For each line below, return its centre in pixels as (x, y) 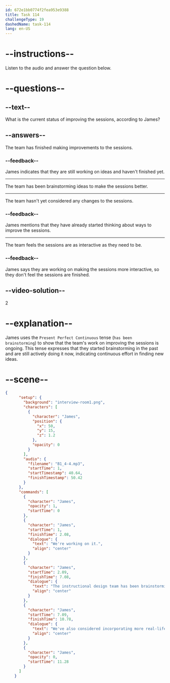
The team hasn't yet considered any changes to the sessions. (69, 201)
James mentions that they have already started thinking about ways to (78, 225)
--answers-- (25, 135)
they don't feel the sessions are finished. (48, 275)
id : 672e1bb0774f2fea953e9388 (37, 10)
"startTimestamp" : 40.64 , (55, 473)
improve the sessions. (28, 230)
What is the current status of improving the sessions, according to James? (83, 119)
